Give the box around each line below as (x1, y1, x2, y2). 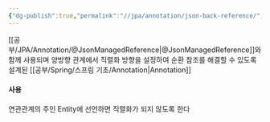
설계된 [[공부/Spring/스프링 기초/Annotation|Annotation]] (8, 65, 191, 75)
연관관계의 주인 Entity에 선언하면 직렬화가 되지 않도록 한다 (8, 104, 190, 113)
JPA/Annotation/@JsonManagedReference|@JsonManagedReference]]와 (17, 45, 262, 55)
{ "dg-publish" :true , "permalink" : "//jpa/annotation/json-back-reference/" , (8, 11, 264, 20)
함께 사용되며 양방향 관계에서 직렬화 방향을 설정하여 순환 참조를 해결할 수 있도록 (8, 55, 257, 64)
